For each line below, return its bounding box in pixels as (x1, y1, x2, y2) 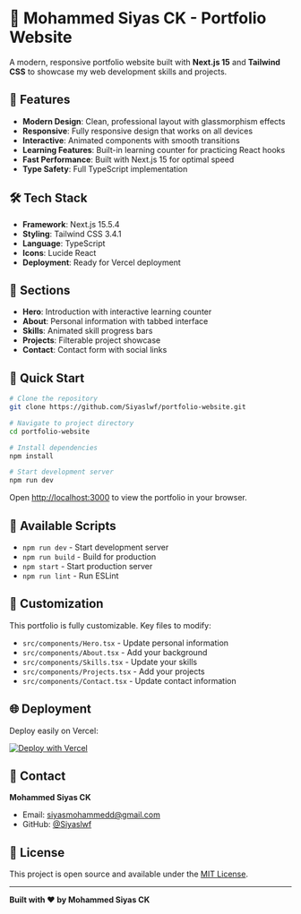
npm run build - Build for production (21, 551, 157, 562)
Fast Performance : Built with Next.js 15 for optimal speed (21, 154, 235, 165)
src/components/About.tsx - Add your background (21, 646, 208, 657)
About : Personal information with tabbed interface (21, 316, 209, 327)
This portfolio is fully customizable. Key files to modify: (9, 619, 212, 630)
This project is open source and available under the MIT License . (9, 868, 249, 880)
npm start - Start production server (21, 561, 153, 571)
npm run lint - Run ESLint (21, 570, 119, 581)
